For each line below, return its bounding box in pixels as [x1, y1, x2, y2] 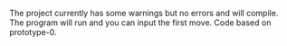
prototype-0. [9, 27, 57, 37]
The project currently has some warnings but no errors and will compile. [9, 8, 279, 18]
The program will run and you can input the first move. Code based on [9, 17, 272, 28]
